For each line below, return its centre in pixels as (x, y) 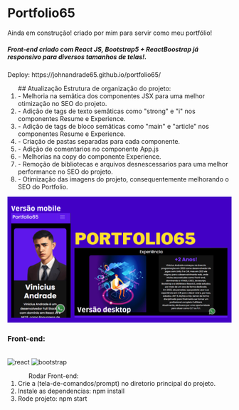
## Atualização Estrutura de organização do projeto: (94, 88)
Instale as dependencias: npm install (71, 391)
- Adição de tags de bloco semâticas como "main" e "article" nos (113, 126)
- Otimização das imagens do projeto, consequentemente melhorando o (123, 179)
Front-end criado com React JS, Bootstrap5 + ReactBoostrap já (103, 49)
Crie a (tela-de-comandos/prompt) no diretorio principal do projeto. (116, 383)
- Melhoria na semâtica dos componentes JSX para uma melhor (111, 96)
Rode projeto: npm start (52, 398)
